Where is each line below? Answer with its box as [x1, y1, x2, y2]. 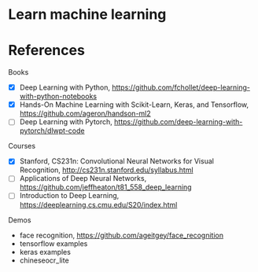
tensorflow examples [19, 238, 88, 248]
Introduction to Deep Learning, [19, 191, 120, 200]
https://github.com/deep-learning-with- [113, 117, 243, 127]
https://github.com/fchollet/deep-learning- [111, 83, 250, 92]
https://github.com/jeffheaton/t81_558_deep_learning [19, 182, 192, 192]
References [8, 42, 85, 60]
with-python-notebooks [19, 92, 97, 101]
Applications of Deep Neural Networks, [19, 174, 147, 183]
